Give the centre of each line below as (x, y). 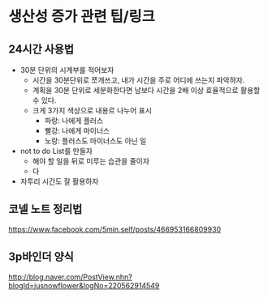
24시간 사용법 (41, 49)
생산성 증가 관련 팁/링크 (82, 17)
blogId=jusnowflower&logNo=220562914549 (84, 285)
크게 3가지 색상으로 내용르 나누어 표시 (92, 111)
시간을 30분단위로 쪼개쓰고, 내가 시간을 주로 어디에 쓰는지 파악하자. (138, 80)
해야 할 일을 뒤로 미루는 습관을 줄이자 (91, 161)
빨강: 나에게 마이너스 (77, 131)
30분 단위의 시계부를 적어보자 (67, 70)
